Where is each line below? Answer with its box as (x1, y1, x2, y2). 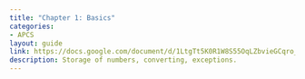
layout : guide (9, 38, 64, 48)
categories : (9, 22, 54, 31)
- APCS (9, 30, 34, 39)
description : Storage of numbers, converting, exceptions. (9, 55, 238, 64)
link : (9, 47, 30, 56)
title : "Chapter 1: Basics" (9, 13, 116, 23)
